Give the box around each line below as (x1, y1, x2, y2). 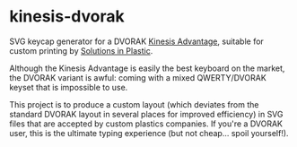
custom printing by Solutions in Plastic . (9, 45, 153, 56)
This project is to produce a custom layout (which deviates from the (9, 99, 259, 109)
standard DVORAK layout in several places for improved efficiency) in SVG (9, 108, 284, 119)
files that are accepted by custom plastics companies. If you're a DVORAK (9, 118, 284, 129)
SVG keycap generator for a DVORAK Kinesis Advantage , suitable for (9, 36, 265, 47)
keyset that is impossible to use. (9, 82, 128, 92)
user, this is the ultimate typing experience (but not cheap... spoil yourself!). (9, 127, 289, 138)
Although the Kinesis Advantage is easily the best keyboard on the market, (9, 63, 285, 73)
